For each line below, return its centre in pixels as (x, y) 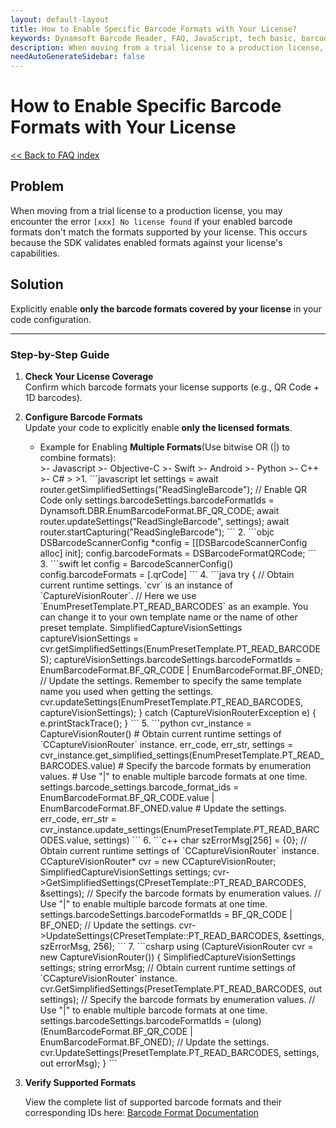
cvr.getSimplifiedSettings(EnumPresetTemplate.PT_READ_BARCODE (180, 648)
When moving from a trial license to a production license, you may (146, 210)
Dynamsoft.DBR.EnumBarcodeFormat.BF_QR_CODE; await (159, 510)
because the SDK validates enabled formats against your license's (146, 242)
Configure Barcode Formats (83, 417)
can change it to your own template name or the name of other (168, 617)
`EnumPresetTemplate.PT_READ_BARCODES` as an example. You (174, 606)
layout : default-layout (60, 19)
